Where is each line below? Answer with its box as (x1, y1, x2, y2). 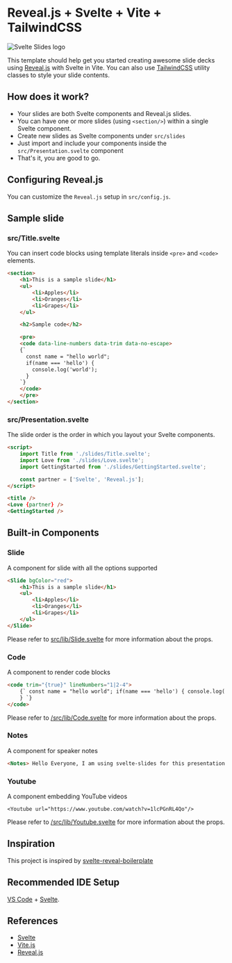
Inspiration (7, 838, 56, 850)
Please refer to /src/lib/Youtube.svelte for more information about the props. (7, 818, 225, 826)
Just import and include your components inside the (17, 139, 167, 147)
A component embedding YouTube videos (7, 792, 128, 800)
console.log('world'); (32, 366, 98, 373)
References (7, 915, 58, 927)
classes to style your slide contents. (7, 71, 110, 79)
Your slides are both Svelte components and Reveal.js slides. (17, 109, 192, 117)
